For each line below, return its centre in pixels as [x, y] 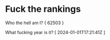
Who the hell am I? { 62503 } [35, 23]
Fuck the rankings [43, 9]
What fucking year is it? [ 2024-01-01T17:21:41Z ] [55, 32]
